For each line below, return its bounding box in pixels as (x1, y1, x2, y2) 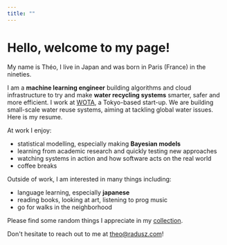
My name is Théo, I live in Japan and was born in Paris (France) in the (7, 63, 206, 71)
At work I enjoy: (7, 126, 52, 135)
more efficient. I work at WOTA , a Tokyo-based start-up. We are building (7, 98, 214, 106)
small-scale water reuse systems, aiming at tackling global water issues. (7, 105, 213, 114)
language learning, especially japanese (17, 188, 130, 197)
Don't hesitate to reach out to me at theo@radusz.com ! (7, 229, 164, 238)
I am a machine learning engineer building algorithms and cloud (7, 84, 192, 92)
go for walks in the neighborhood (17, 203, 113, 211)
